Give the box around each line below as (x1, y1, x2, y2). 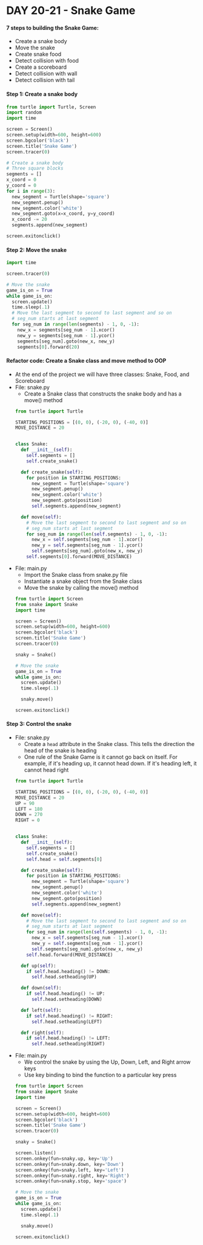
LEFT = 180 (15, 806, 43, 812)
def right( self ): (21, 1030, 65, 1036)
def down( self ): (21, 985, 62, 991)
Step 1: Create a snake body (6, 90, 78, 97)
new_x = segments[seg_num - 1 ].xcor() (17, 327, 115, 333)
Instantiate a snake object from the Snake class (24, 577, 142, 585)
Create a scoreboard (15, 63, 67, 71)
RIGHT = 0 (15, 817, 41, 823)
